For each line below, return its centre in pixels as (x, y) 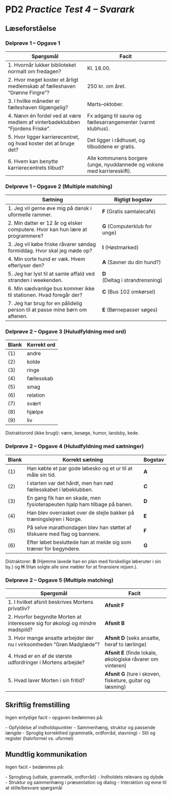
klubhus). (98, 128)
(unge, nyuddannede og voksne (125, 164)
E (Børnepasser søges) (130, 310)
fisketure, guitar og (127, 680)
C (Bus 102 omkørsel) (129, 292)
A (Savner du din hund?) (132, 262)
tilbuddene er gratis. (111, 146)
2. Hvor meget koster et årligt (43, 80)
